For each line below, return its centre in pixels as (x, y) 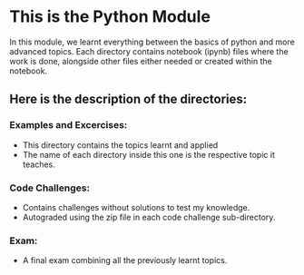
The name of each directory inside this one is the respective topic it (148, 154)
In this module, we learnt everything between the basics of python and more (152, 42)
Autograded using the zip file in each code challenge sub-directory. (149, 217)
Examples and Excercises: (69, 125)
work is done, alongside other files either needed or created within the (141, 61)
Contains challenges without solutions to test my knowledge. (136, 207)
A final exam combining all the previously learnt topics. (125, 260)
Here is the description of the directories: (128, 99)
